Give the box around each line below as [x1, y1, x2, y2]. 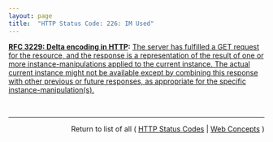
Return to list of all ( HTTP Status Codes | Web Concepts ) [71, 123, 265, 134]
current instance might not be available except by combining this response [8, 67, 258, 77]
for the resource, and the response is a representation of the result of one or [8, 50, 264, 60]
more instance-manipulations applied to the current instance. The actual [8, 58, 250, 69]
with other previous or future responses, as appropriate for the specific [8, 76, 246, 86]
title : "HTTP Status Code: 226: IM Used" [8, 19, 154, 28]
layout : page [8, 11, 53, 20]
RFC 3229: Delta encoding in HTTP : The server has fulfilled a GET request [8, 41, 260, 51]
